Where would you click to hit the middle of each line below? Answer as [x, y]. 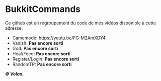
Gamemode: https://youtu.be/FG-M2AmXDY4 [59, 38]
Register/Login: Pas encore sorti [46, 59]
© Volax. [14, 74]
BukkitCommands [43, 9]
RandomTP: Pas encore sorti [42, 64]
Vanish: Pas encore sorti [38, 43]
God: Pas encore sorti [35, 48]
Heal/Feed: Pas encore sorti [41, 54]
